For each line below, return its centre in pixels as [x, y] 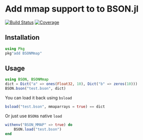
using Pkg [15, 49]
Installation [22, 38]
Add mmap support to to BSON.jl [72, 9]
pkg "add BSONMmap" [24, 53]
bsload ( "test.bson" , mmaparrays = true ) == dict [55, 107]
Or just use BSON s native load [33, 116]
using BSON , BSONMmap [27, 79]
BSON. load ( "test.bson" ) [38, 129]
